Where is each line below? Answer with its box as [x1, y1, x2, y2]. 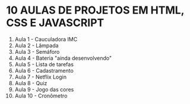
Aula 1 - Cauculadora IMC [14, 35, 78, 43]
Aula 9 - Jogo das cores [14, 86, 74, 93]
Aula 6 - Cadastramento [14, 67, 74, 74]
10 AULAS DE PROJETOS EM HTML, [6, 4, 185, 17]
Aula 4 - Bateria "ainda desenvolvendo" [14, 54, 112, 61]
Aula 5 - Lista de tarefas [14, 60, 74, 68]
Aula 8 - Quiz [14, 79, 47, 86]
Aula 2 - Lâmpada [14, 42, 59, 49]
